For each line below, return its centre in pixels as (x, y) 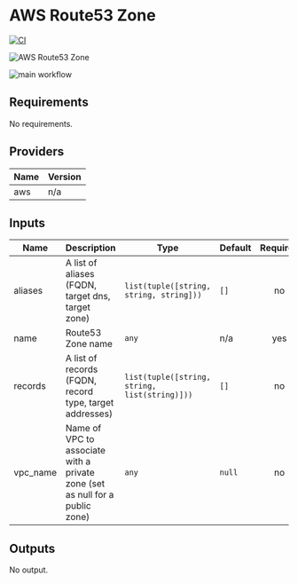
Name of (83, 429)
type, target (90, 403)
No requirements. (41, 123)
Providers (37, 152)
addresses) (89, 414)
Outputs (32, 548)
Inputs (27, 223)
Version (64, 177)
